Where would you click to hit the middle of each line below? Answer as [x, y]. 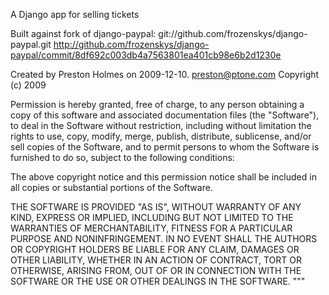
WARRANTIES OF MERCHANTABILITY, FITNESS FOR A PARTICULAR [151, 228]
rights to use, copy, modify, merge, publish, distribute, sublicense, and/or [161, 136]
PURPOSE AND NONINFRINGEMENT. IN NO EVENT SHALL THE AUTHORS [164, 238]
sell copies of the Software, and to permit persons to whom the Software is [165, 147]
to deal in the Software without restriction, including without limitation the [161, 125]
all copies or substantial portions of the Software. [111, 187]
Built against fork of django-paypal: [83, 33]
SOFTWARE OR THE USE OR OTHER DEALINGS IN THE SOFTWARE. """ [158, 281]
